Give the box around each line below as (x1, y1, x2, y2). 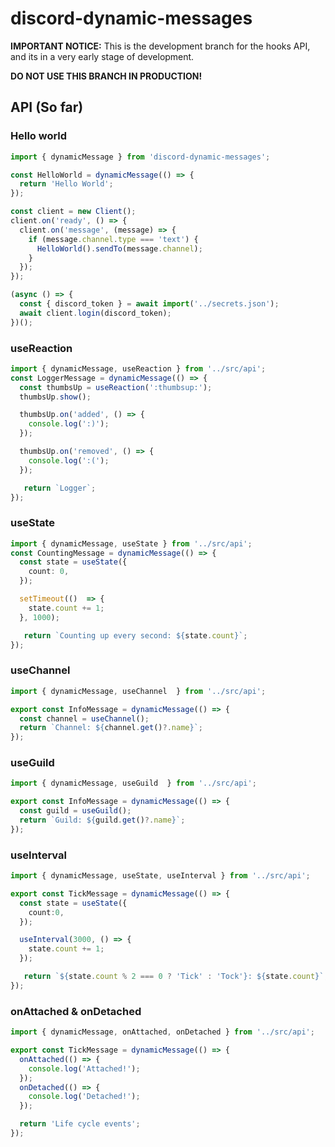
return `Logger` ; (23, 483, 97, 493)
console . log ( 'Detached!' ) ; (28, 1092, 141, 1102)
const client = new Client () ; (10, 207, 137, 217)
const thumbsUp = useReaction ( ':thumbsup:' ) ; (19, 382, 213, 392)
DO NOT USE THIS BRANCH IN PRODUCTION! (10, 70, 203, 82)
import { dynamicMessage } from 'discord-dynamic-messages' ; (10, 152, 271, 162)
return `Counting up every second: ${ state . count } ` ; (23, 630, 248, 641)
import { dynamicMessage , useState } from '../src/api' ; (10, 538, 253, 549)
